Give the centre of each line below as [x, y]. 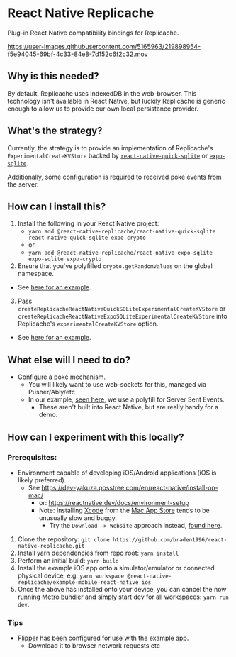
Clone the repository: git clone [63, 539]
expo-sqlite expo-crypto [65, 259]
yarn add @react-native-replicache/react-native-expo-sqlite [120, 253]
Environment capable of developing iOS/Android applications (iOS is [117, 473]
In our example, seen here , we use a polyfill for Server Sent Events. [126, 399]
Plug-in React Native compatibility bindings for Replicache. [93, 33]
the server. [23, 184]
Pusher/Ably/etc [52, 392]
